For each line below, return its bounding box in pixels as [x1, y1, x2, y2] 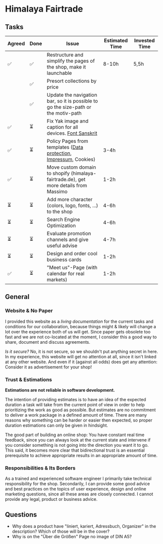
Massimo [47, 188, 68, 195]
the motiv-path [47, 110, 81, 116]
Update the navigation [47, 91, 98, 98]
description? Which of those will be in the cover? [12, 528, 110, 534]
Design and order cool [47, 250, 98, 257]
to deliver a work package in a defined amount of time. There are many [5, 412, 147, 418]
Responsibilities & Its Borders [5, 464, 76, 471]
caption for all [47, 124, 79, 130]
